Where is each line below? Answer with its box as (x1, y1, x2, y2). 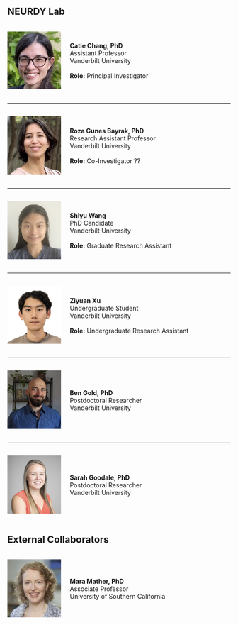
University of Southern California (69, 592, 166, 601)
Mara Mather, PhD (69, 577, 124, 586)
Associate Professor (69, 585, 129, 593)
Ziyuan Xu (69, 296, 101, 304)
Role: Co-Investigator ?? (69, 156, 141, 165)
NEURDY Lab (7, 6, 65, 18)
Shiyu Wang (69, 211, 106, 220)
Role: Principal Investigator (69, 72, 149, 80)
